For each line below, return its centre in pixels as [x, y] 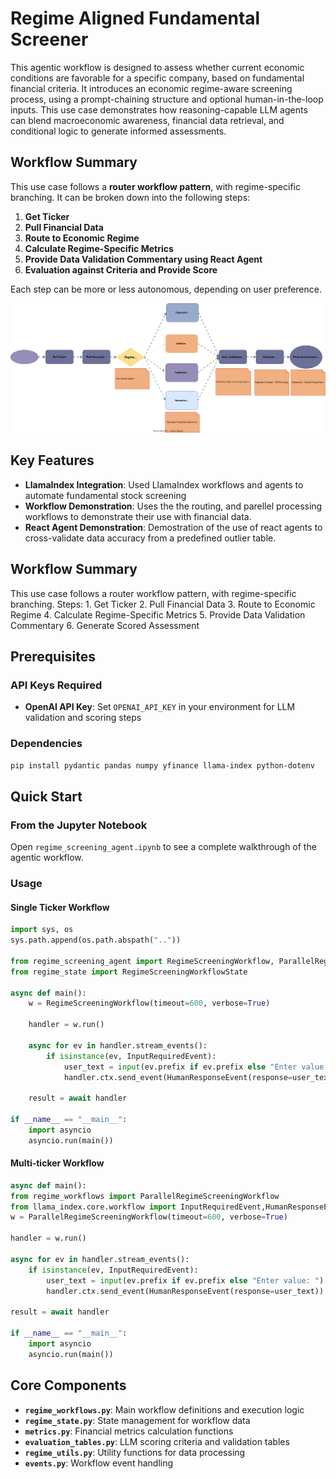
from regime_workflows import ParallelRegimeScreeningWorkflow [145, 1196]
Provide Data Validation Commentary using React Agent [143, 259]
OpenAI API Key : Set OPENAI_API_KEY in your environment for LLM [160, 707]
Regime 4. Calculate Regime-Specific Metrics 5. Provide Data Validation [158, 614]
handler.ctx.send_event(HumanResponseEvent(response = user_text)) [185, 1291]
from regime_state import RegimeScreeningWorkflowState [129, 972]
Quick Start [46, 796]
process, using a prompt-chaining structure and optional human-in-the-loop [167, 99]
